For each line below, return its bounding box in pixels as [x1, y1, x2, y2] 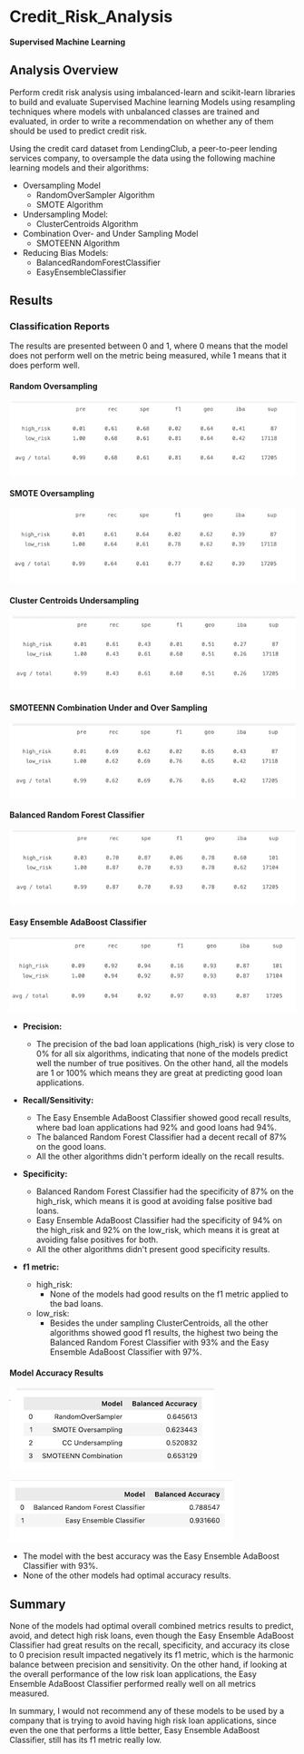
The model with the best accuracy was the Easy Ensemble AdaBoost [22, 1551, 279, 1562]
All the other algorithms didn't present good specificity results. [35, 1243, 270, 1254]
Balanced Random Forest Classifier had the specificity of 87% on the [35, 1186, 295, 1197]
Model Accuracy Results [9, 1367, 104, 1378]
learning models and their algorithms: [9, 162, 150, 173]
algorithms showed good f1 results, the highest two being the [49, 1327, 279, 1338]
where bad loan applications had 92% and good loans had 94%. [35, 1122, 278, 1132]
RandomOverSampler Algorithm [35, 189, 156, 201]
